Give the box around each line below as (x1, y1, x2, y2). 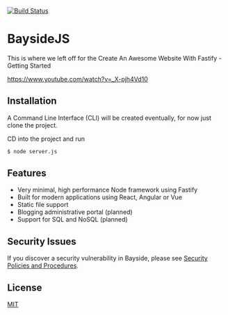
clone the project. (7, 121, 58, 129)
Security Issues (7, 236, 76, 247)
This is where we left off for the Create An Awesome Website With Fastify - (7, 54, 222, 62)
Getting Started (7, 61, 51, 70)
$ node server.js (7, 148, 58, 155)
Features (7, 167, 47, 179)
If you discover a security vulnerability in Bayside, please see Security (7, 254, 209, 263)
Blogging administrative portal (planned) (17, 208, 133, 216)
